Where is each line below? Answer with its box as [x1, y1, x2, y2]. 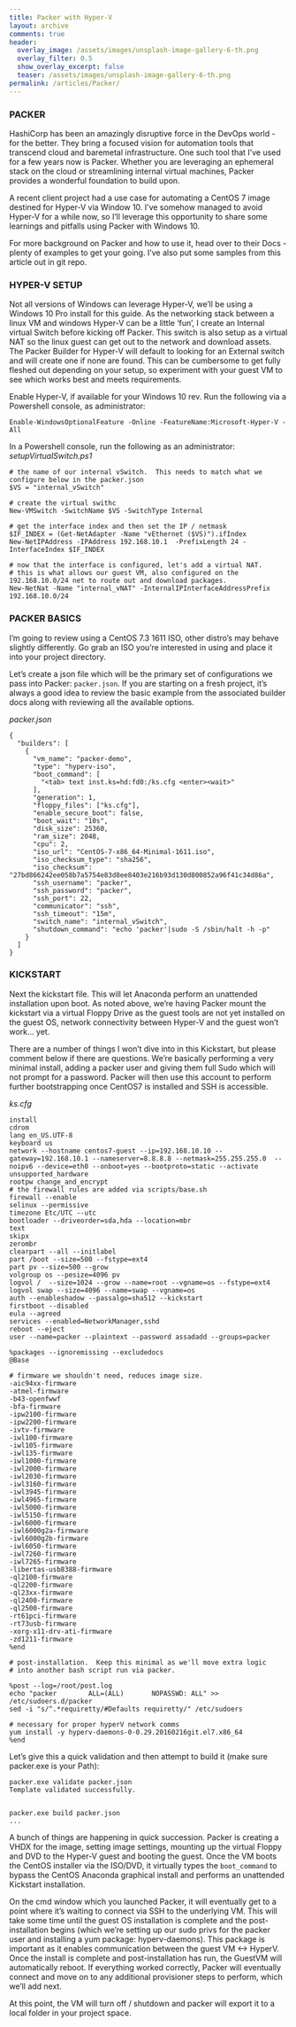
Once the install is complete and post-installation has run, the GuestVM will [9, 1953, 283, 1963]
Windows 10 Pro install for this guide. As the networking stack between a [9, 308, 275, 319]
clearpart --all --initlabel [9, 1246, 117, 1256]
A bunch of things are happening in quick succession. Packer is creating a [9, 1831, 279, 1843]
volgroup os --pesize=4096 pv [9, 1270, 121, 1279]
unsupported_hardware [9, 1169, 89, 1178]
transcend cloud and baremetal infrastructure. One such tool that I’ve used [9, 147, 281, 158]
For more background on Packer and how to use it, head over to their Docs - [9, 237, 287, 248]
